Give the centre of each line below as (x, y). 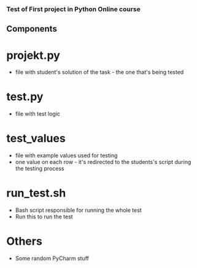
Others (25, 241)
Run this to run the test (44, 217)
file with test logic (37, 114)
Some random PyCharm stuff (52, 258)
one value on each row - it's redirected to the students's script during (103, 162)
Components (32, 29)
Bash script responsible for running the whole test (79, 210)
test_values (36, 139)
